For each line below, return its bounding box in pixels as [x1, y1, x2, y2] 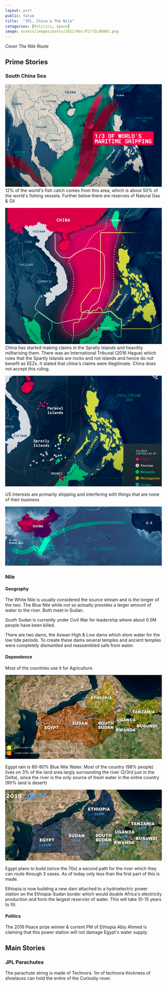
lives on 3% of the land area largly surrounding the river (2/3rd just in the [5, 769, 155, 775]
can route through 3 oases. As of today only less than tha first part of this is [5, 871, 160, 877]
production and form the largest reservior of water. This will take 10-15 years [5, 896, 162, 902]
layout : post [5, 8, 32, 13]
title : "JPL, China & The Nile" [5, 18, 75, 23]
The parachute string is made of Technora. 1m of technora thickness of [5, 970, 151, 976]
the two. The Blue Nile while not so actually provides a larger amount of [5, 602, 152, 608]
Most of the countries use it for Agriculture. [5, 665, 94, 671]
